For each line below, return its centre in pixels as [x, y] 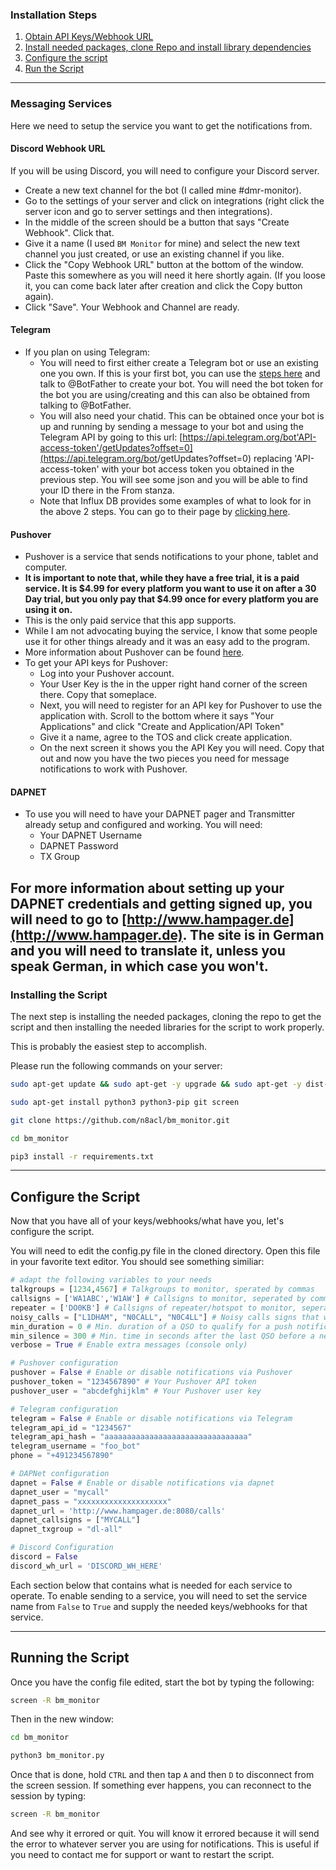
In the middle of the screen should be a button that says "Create [157, 222]
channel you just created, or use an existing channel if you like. [154, 254]
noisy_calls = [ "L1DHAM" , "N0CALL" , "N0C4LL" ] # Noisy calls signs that [165, 1317]
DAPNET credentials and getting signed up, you [161, 903]
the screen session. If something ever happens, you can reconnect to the [161, 1785]
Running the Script [70, 1658]
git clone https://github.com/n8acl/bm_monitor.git [120, 1120]
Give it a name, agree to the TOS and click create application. [166, 737]
